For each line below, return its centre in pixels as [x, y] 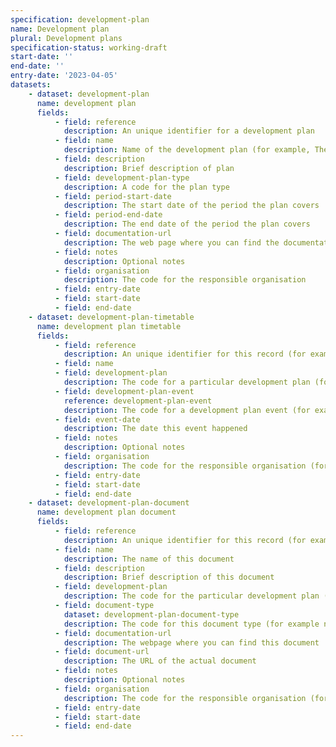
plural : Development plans [66, 38]
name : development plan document [106, 512]
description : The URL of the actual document [160, 661]
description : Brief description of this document [169, 577]
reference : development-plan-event [138, 401]
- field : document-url [102, 652]
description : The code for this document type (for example [191, 624]
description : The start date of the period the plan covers [191, 206]
